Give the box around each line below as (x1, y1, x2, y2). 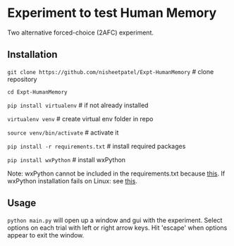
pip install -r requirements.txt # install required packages (7, 142, 186, 150)
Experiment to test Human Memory (7, 5, 217, 21)
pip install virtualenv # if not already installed (7, 101, 149, 109)
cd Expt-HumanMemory (7, 88, 68, 96)
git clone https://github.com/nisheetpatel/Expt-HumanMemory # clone (7, 67, 214, 75)
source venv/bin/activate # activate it (7, 128, 119, 137)
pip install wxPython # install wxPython (7, 155, 125, 164)
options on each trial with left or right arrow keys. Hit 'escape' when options (7, 223, 228, 232)
